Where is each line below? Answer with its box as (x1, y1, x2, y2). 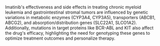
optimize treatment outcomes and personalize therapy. (5, 35, 115, 41)
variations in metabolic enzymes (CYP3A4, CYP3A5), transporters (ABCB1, (5, 15, 156, 20)
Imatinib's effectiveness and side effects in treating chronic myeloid (5, 4, 141, 10)
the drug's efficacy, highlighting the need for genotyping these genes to (5, 30, 150, 36)
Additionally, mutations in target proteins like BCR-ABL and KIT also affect (5, 25, 154, 31)
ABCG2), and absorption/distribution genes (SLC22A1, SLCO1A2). (5, 20, 137, 25)
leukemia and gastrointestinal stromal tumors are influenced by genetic (5, 9, 148, 15)
